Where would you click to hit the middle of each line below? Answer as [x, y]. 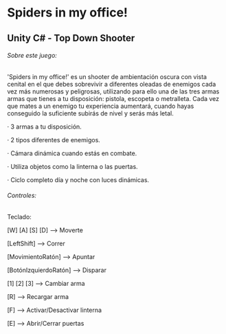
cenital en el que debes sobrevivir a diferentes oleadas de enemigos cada [112, 84]
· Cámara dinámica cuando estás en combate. [72, 153]
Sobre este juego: [32, 56]
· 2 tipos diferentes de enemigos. [54, 140]
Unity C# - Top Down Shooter [71, 38]
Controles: [22, 196]
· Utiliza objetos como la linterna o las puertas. [73, 166]
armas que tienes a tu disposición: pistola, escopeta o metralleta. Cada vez [113, 98]
